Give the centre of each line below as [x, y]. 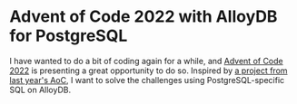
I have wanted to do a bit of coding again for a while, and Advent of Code [146, 61]
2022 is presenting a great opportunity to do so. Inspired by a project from [148, 71]
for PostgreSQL [69, 36]
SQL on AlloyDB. [40, 90]
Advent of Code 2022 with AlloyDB [144, 17]
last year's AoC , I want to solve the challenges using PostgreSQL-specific [147, 80]
